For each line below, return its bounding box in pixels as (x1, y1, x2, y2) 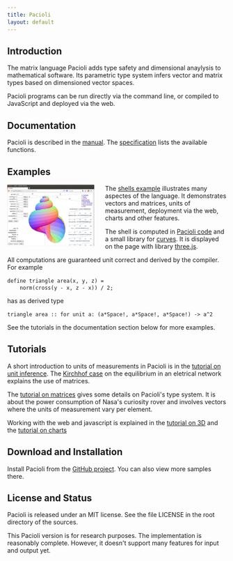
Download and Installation (7, 446, 123, 458)
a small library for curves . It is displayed (105, 234, 219, 243)
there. (7, 472, 24, 480)
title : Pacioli (7, 11, 51, 18)
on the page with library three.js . (105, 242, 198, 250)
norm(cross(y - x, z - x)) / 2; (19, 284, 113, 291)
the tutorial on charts (7, 426, 67, 434)
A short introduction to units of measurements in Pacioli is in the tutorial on (7, 362, 221, 370)
